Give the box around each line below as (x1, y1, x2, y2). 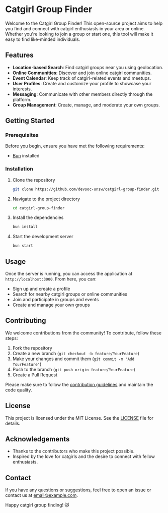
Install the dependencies (12, 214, 64, 220)
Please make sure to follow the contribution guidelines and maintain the (5, 381, 153, 387)
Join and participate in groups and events (12, 297, 99, 303)
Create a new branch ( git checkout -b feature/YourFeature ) (12, 350, 140, 356)
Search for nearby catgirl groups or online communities (12, 291, 127, 297)
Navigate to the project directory (12, 196, 80, 202)
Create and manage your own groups (12, 302, 90, 308)
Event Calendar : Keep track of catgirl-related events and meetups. (12, 75, 151, 81)
